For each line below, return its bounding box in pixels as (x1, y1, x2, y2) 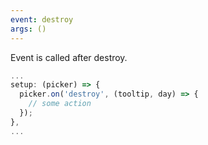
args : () (10, 24, 47, 34)
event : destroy (10, 14, 74, 25)
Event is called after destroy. (10, 51, 128, 63)
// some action (28, 99, 92, 109)
